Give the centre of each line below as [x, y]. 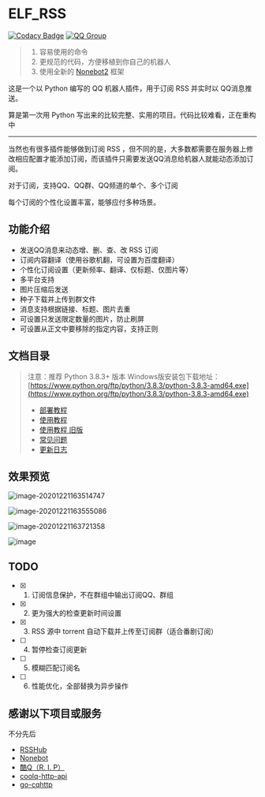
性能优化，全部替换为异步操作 [80, 686]
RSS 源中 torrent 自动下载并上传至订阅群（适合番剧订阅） [125, 631]
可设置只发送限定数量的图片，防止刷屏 [82, 318]
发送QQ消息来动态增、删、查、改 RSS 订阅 [89, 250]
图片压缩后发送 [44, 289]
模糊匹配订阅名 [56, 668]
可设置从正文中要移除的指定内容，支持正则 [89, 329]
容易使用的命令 [63, 51]
